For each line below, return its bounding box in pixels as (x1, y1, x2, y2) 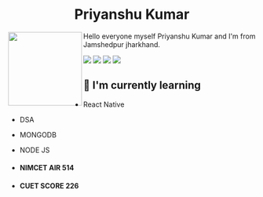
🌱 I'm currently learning (83, 78, 202, 92)
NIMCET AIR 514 (19, 163, 75, 173)
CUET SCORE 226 (19, 181, 79, 190)
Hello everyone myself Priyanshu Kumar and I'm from (83, 31, 256, 41)
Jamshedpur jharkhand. (83, 39, 161, 49)
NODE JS (19, 145, 50, 155)
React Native (83, 100, 125, 109)
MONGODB (19, 130, 57, 139)
